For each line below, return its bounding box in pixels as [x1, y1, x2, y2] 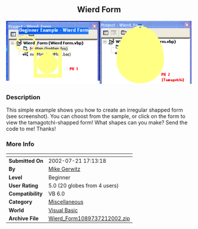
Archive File [8, 215, 39, 222]
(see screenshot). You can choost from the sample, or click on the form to [6, 112, 186, 120]
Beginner [48, 174, 71, 181]
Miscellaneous [48, 198, 84, 205]
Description [6, 93, 41, 101]
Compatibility [8, 190, 43, 197]
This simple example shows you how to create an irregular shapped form [6, 106, 183, 113]
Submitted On [8, 158, 44, 165]
